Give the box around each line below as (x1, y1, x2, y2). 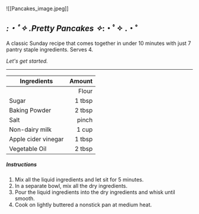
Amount (69, 77, 93, 85)
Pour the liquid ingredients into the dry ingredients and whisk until (14, 189, 176, 196)
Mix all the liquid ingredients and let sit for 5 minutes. (14, 176, 144, 183)
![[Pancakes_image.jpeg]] (6, 5, 69, 12)
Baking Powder (9, 106, 52, 114)
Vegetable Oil (9, 144, 47, 153)
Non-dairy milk (9, 125, 52, 134)
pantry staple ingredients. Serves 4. (6, 46, 94, 53)
